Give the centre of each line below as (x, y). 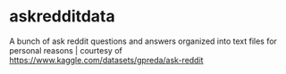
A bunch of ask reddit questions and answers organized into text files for (143, 41)
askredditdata (62, 16)
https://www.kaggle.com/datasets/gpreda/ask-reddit (106, 60)
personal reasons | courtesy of (66, 50)
